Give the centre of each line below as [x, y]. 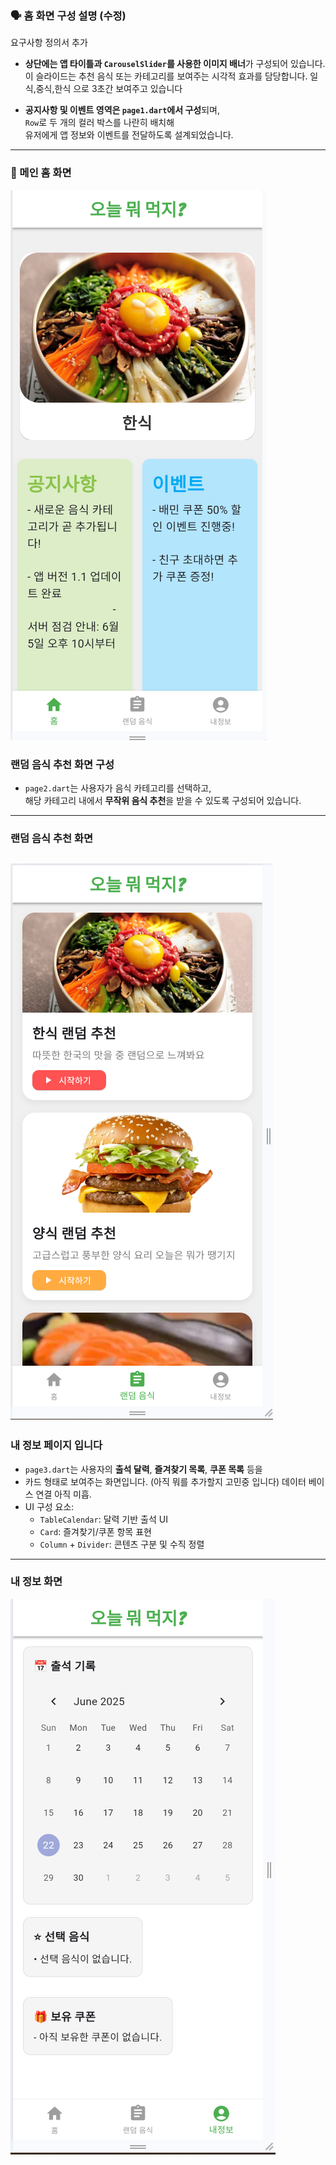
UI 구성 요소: [49, 1506]
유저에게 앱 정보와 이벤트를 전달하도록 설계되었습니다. [129, 135]
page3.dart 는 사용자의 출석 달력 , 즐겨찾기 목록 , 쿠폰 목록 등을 [143, 1469]
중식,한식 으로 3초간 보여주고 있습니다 [109, 89]
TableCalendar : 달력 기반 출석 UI [103, 1519]
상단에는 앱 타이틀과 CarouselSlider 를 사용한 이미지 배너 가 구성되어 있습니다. [175, 64]
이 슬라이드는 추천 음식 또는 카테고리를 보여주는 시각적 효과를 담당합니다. [166, 76]
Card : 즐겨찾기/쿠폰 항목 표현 [95, 1531]
